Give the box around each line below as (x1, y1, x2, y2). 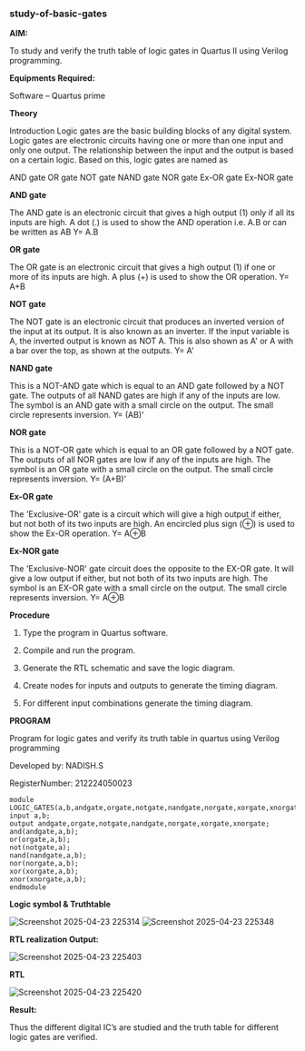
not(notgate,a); (9, 843, 71, 852)
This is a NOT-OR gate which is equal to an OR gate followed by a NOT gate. (9, 444, 294, 456)
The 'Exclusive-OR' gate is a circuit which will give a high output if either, (9, 509, 281, 520)
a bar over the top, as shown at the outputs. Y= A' (9, 345, 195, 356)
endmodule (9, 883, 47, 892)
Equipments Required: (9, 73, 95, 84)
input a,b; (9, 811, 51, 820)
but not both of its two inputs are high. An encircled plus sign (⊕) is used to (9, 519, 295, 530)
